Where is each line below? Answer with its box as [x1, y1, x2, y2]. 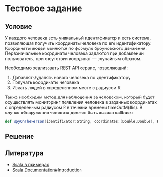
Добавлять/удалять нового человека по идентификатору [12, 75, 131, 80]
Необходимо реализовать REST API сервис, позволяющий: [5, 65, 128, 71]
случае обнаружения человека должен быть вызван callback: [5, 110, 133, 115]
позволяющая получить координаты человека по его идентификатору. [5, 40, 152, 46]
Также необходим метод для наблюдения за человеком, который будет [5, 94, 155, 100]
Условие [5, 22, 32, 31]
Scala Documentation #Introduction [12, 167, 82, 173]
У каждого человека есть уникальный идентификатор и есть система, [5, 35, 151, 41]
